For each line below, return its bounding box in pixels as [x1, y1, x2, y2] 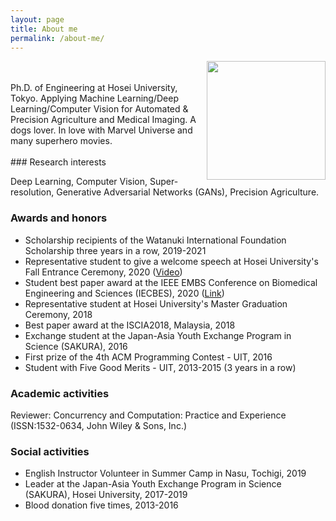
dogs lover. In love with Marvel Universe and [10, 124, 193, 136]
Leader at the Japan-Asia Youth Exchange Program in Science [24, 478, 282, 490]
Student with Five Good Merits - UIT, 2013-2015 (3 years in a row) [24, 361, 297, 373]
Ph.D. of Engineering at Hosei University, [10, 82, 178, 94]
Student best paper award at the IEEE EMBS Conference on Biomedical [24, 276, 318, 288]
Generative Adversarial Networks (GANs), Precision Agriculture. [56, 186, 320, 198]
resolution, [10, 186, 55, 198]
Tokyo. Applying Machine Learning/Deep [10, 92, 179, 105]
